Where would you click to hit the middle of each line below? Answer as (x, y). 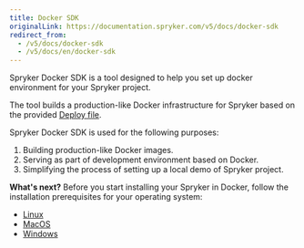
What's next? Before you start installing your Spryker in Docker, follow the (149, 187)
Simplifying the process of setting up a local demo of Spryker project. (153, 170)
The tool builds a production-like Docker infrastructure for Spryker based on (152, 105)
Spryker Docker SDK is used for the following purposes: (114, 132)
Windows (40, 234)
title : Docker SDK (44, 18)
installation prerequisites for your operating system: (106, 197)
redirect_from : (38, 35)
